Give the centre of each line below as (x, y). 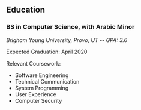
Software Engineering (42, 75)
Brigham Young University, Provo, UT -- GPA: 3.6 (67, 40)
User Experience (36, 94)
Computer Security (38, 100)
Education (26, 10)
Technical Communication (47, 81)
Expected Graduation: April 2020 (47, 52)
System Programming (42, 88)
